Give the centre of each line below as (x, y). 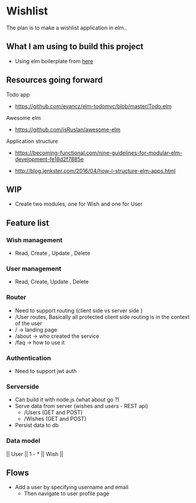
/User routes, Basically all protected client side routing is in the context (102, 317)
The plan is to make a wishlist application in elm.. (67, 28)
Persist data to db (37, 425)
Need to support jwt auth (46, 371)
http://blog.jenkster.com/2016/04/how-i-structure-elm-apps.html (95, 171)
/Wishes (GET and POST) (55, 419)
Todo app (18, 94)
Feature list (28, 223)
